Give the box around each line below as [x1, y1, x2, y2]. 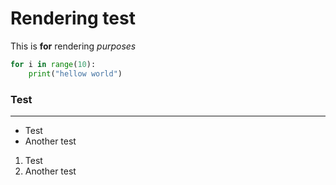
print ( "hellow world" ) [28, 68, 123, 79]
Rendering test [10, 7, 136, 30]
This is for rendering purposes [10, 40, 137, 52]
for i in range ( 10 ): [10, 59, 97, 69]
